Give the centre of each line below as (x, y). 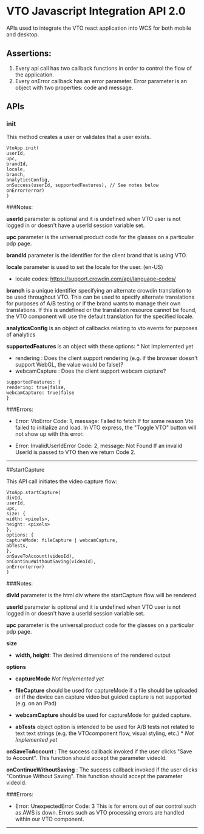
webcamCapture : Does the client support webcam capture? (90, 371)
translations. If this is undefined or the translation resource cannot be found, (102, 310)
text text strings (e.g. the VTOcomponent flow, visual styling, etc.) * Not (104, 733)
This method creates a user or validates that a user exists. (79, 137)
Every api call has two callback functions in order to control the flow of (104, 68)
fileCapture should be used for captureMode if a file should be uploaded (106, 691)
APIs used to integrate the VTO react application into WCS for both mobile (99, 28)
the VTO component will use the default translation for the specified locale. (100, 316)
